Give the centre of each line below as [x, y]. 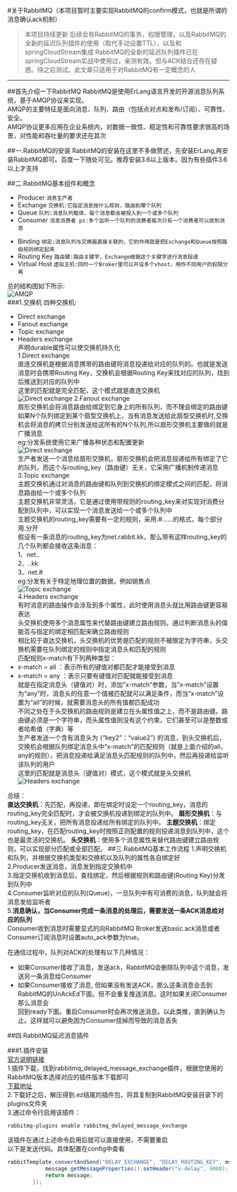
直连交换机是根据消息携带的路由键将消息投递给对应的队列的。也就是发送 [122, 364]
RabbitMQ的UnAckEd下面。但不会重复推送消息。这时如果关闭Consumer [122, 994]
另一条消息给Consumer [57, 976]
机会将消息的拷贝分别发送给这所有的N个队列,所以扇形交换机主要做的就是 [123, 424]
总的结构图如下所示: [36, 286]
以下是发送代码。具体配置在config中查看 [66, 1148]
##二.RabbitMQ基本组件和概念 [51, 183]
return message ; [69, 1175]
